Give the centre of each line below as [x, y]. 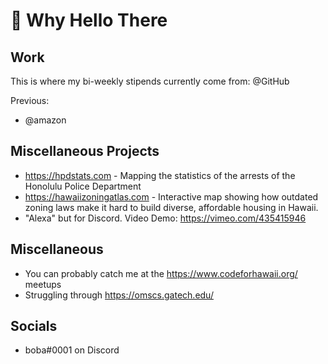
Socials [34, 326]
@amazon [45, 120]
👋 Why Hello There [89, 20]
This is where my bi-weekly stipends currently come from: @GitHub [150, 81]
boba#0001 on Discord [72, 350]
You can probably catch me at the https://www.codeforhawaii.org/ [161, 273]
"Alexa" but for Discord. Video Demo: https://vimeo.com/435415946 [165, 218]
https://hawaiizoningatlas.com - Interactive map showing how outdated [171, 196]
